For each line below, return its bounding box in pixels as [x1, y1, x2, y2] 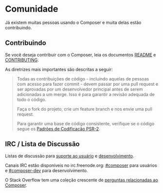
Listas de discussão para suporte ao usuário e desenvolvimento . [5, 153, 135, 159]
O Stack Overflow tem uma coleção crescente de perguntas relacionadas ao [5, 177, 158, 183]
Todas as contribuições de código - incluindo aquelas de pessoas [17, 76, 149, 81]
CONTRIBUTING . [5, 57, 39, 63]
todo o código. [17, 96, 47, 102]
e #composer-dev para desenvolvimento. [5, 167, 88, 174]
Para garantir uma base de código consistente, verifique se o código [17, 120, 155, 126]
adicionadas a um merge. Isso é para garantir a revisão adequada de [17, 91, 155, 97]
